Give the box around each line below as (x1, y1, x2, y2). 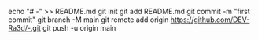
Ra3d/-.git (8, 24, 42, 32)
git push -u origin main (42, 24, 116, 32)
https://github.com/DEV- (170, 15, 250, 24)
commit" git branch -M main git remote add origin (8, 15, 169, 24)
